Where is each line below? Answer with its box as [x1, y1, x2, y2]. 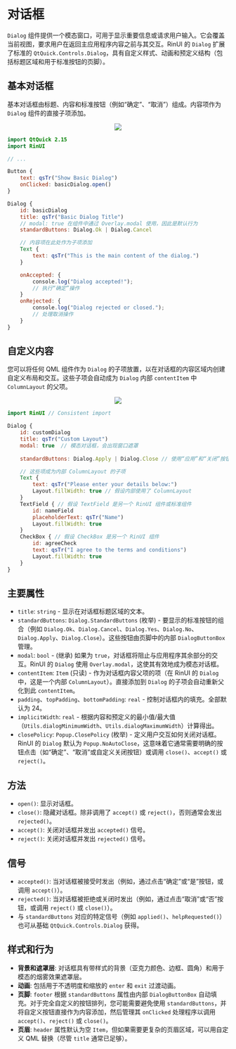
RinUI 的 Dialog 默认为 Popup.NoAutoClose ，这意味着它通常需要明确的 [17, 739, 218, 748]
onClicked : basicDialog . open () [20, 181, 112, 189]
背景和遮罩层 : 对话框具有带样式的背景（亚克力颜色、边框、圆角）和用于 [17, 963, 225, 972]
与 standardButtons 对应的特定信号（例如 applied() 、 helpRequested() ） [17, 913, 226, 920]
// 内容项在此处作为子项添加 [20, 239, 93, 246]
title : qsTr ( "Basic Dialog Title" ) [20, 213, 124, 220]
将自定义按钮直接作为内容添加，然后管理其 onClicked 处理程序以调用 [17, 1007, 216, 1016]
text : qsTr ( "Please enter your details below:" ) [32, 481, 178, 488]
